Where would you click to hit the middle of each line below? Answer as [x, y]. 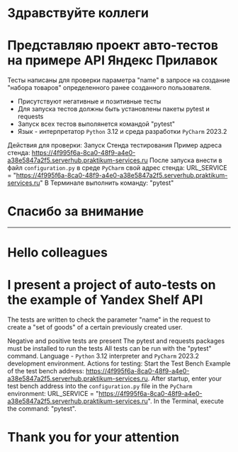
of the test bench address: [46, 371]
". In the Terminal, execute [186, 401]
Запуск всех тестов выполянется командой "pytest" [96, 124]
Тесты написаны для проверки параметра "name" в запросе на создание [119, 80]
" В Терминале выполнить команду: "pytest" [107, 183]
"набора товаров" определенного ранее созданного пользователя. [109, 88]
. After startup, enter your [185, 379]
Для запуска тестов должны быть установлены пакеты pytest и [114, 109]
